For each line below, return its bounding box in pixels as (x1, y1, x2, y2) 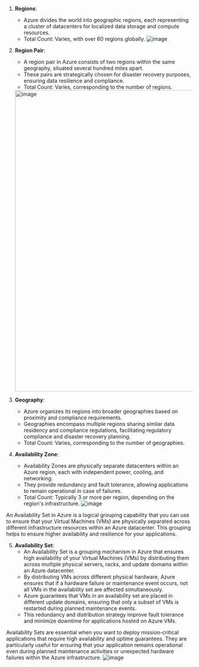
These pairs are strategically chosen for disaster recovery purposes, (23, 71, 191, 78)
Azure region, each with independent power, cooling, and (23, 469, 164, 476)
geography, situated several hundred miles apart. (23, 65, 144, 72)
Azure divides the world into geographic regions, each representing (23, 17, 189, 23)
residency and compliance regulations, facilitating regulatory (23, 427, 172, 434)
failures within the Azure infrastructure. (6, 654, 102, 661)
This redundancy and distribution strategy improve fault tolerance (23, 611, 184, 618)
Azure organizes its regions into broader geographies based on (23, 408, 178, 415)
